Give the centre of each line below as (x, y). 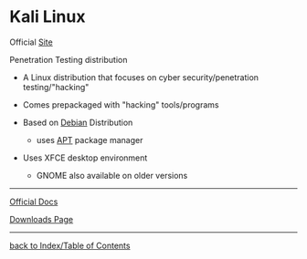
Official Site (31, 42)
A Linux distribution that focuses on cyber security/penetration (140, 77)
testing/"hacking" (56, 87)
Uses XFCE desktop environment (85, 158)
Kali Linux (48, 17)
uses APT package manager (90, 140)
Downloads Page (42, 219)
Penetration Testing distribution (69, 59)
